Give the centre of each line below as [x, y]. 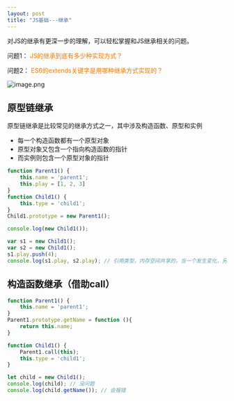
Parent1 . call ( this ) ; [49, 352]
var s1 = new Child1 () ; [42, 242]
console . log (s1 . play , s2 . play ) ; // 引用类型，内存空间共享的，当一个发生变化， [115, 261]
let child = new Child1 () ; [46, 377]
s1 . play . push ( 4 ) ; [32, 254]
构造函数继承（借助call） [61, 285]
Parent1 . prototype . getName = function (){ [70, 320]
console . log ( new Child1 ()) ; [48, 229]
